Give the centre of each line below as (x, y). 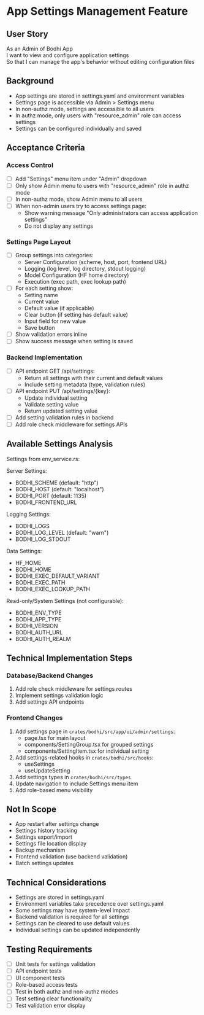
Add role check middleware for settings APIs (71, 424)
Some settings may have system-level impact (73, 911)
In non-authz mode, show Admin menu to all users (79, 199)
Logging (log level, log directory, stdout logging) (85, 269)
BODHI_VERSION (36, 626)
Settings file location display (51, 844)
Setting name (41, 295)
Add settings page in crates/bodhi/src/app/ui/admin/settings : (95, 731)
